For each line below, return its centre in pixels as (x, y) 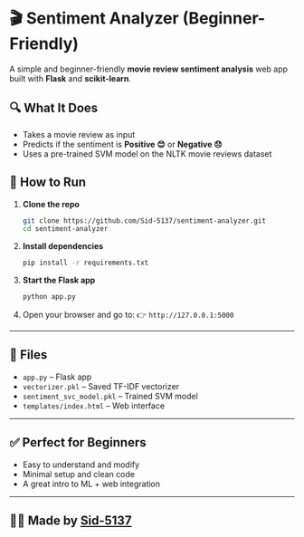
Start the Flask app (59, 280)
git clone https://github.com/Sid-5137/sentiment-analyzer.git (144, 221)
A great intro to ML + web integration (91, 484)
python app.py (49, 297)
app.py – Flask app (57, 377)
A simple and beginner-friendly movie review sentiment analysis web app (148, 69)
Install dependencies (63, 246)
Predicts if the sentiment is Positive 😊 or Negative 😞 (123, 144)
